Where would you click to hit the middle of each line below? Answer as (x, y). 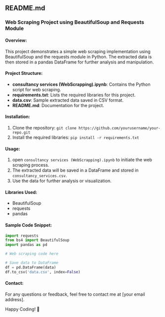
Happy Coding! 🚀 (22, 309)
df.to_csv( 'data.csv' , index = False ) (43, 272)
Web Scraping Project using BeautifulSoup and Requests (75, 22)
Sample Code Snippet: (29, 225)
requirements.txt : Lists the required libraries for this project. (74, 95)
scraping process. (31, 165)
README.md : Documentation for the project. (58, 105)
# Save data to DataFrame (32, 263)
